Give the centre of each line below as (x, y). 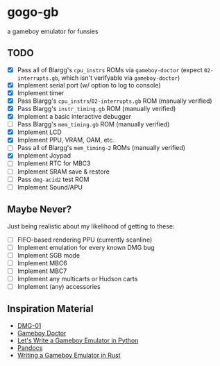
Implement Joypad (44, 156)
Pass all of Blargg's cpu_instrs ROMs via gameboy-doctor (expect (110, 69)
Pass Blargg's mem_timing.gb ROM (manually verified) (93, 124)
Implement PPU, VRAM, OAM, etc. (66, 140)
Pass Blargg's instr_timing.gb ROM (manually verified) (96, 109)
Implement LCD (39, 132)
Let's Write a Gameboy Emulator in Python (78, 340)
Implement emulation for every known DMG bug (86, 247)
